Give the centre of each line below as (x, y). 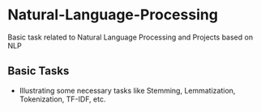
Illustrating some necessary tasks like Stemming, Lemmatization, (127, 90)
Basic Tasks (39, 71)
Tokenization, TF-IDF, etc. (62, 99)
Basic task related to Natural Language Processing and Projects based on (130, 37)
